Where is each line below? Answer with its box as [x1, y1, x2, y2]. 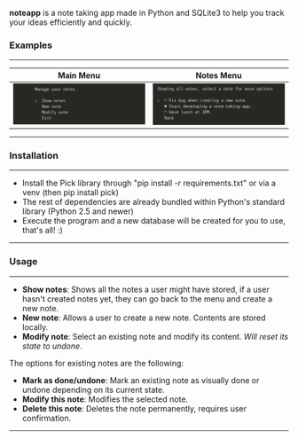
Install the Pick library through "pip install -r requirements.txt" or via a [21, 177, 277, 189]
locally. [21, 321, 49, 332]
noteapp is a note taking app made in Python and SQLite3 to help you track [9, 8, 285, 18]
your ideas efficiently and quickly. [9, 17, 133, 27]
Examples [9, 39, 53, 51]
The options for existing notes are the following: [9, 357, 184, 368]
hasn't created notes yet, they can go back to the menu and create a [21, 293, 273, 304]
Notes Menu [195, 70, 242, 81]
